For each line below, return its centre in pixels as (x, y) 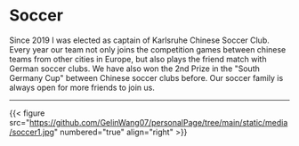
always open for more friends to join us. (82, 87)
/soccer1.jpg (32, 132)
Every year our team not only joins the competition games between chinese (148, 49)
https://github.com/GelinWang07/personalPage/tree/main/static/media (159, 122)
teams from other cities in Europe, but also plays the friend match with (138, 59)
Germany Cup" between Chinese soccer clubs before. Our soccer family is (146, 77)
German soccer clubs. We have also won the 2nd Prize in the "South (135, 69)
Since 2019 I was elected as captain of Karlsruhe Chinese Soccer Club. (139, 40)
